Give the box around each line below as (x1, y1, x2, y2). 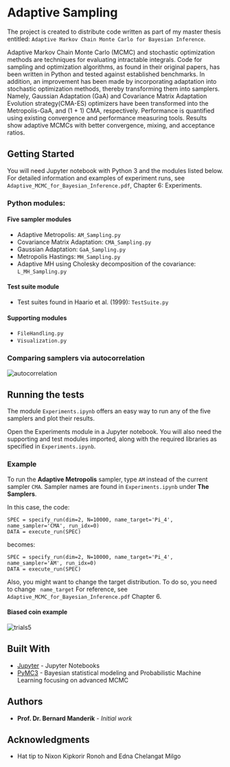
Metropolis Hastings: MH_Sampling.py (16, 252, 121, 260)
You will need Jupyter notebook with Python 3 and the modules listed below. (7, 166, 224, 174)
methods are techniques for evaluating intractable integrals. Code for (7, 55, 203, 63)
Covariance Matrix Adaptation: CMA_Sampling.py (16, 238, 152, 246)
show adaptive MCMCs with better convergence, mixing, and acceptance (7, 121, 215, 129)
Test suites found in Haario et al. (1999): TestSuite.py (16, 298, 169, 306)
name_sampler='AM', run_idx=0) (7, 560, 97, 566)
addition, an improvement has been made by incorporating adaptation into (7, 77, 217, 85)
